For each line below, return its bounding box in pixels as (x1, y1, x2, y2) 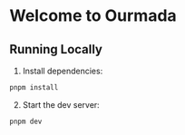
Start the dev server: (22, 99, 100, 110)
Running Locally (9, 42, 102, 57)
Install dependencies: (22, 65, 103, 76)
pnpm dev (9, 117, 43, 126)
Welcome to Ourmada (9, 5, 177, 26)
